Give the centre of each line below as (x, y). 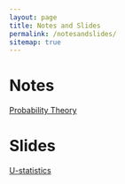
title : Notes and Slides (55, 26)
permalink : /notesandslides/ (63, 34)
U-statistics (30, 171)
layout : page (33, 17)
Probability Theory (43, 111)
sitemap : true (35, 42)
